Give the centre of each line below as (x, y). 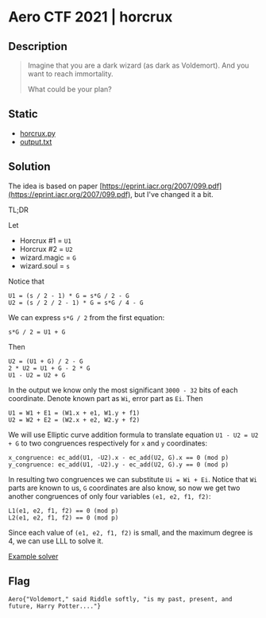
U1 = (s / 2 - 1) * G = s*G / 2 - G (69, 295)
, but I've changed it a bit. (172, 194)
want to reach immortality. (70, 74)
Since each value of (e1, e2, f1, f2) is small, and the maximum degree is (131, 532)
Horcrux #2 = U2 (46, 249)
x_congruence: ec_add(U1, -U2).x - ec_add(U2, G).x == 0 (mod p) (118, 458)
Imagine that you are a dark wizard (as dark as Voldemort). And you (138, 65)
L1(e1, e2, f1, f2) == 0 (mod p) (64, 511)
